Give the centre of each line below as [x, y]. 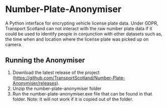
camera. [14, 44]
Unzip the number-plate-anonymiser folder [57, 88]
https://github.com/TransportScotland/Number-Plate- [70, 78]
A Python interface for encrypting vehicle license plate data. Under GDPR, [82, 23]
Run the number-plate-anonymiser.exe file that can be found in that [82, 93]
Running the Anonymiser [45, 61]
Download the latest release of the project [56, 72]
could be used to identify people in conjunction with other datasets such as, [84, 34]
